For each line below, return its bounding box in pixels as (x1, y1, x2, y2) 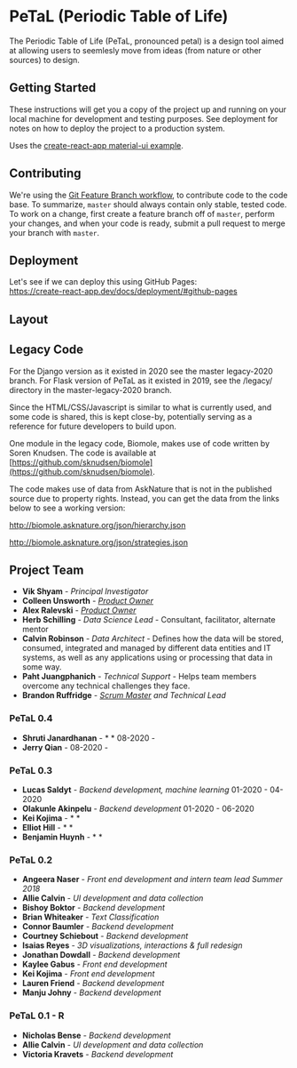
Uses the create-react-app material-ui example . (9, 140, 184, 150)
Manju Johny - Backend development (21, 987, 161, 998)
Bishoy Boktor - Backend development (21, 903, 166, 913)
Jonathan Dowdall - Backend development (21, 950, 181, 960)
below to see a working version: (9, 502, 126, 513)
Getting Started (9, 80, 97, 95)
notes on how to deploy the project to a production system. (9, 123, 225, 133)
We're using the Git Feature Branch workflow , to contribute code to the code (9, 189, 288, 200)
